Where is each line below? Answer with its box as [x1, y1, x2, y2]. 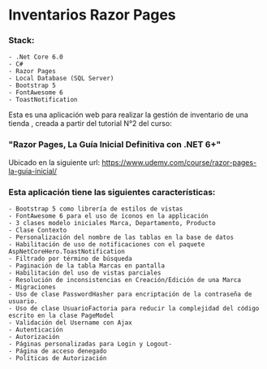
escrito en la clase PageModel [8, 311, 114, 320]
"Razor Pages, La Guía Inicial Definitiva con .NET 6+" [8, 139, 222, 150]
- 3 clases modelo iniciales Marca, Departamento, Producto [8, 219, 217, 228]
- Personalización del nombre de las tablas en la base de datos [8, 233, 234, 241]
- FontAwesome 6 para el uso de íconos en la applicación [8, 212, 209, 220]
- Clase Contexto [8, 226, 67, 235]
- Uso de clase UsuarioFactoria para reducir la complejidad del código [8, 305, 260, 313]
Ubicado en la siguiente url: [8, 157, 101, 167]
